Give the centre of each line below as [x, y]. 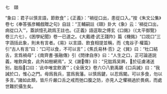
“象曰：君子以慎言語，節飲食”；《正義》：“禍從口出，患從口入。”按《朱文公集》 [83, 18]
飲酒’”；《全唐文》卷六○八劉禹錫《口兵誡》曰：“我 [109, 68]
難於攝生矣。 [22, 86]
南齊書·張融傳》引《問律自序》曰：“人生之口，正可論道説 [98, 55]
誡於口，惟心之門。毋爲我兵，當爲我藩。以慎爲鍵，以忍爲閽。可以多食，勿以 [84, 74]
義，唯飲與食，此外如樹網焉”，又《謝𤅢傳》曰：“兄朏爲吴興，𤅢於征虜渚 [78, 61]
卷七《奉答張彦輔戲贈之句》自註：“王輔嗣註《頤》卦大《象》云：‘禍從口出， [83, 24]
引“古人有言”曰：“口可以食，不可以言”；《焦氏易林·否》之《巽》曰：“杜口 [79, 49]
